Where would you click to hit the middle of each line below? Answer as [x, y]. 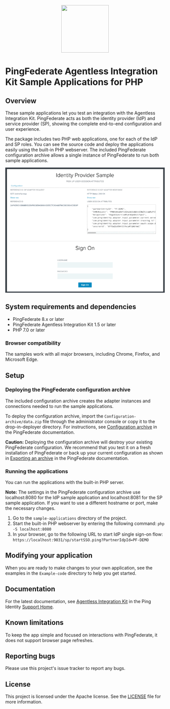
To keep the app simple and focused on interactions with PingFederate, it [81, 635]
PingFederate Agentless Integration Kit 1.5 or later [64, 324]
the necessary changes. [30, 508]
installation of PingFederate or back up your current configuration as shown [84, 453]
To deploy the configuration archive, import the [54, 416]
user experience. [23, 129]
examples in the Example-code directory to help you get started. [71, 573]
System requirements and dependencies [71, 307]
